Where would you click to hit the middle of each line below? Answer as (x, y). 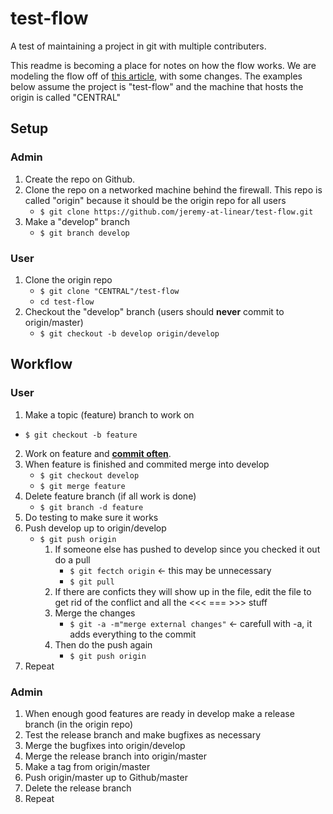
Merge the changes (95, 613)
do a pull (72, 559)
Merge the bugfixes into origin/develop (105, 745)
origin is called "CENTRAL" (66, 97)
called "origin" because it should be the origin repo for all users (155, 200)
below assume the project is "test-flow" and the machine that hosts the (157, 86)
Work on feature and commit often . (98, 453)
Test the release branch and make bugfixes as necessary (143, 734)
